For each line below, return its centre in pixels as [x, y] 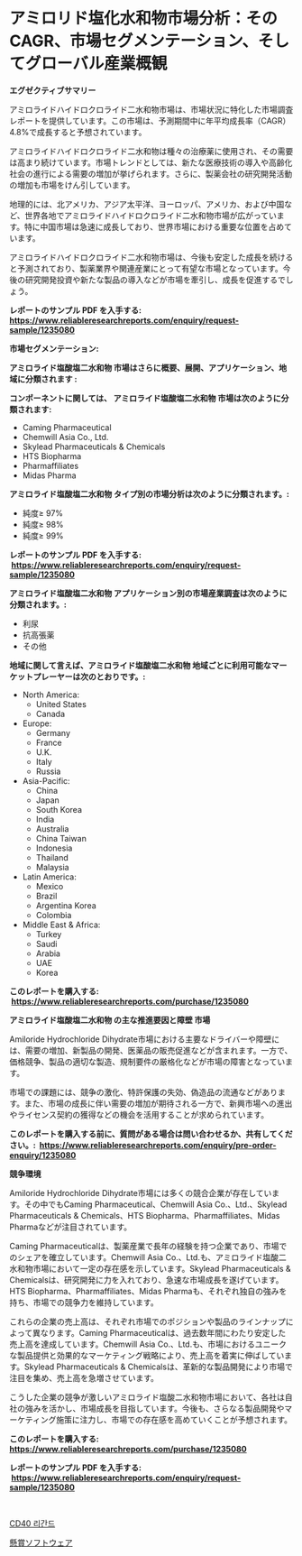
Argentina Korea [66, 905]
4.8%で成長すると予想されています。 [78, 132]
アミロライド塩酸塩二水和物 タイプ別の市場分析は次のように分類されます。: [150, 493]
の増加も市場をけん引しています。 [72, 185]
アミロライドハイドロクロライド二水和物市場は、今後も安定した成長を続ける [151, 257]
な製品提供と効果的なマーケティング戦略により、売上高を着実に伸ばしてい [147, 1355]
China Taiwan [61, 838]
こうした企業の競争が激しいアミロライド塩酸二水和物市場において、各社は [147, 1397]
